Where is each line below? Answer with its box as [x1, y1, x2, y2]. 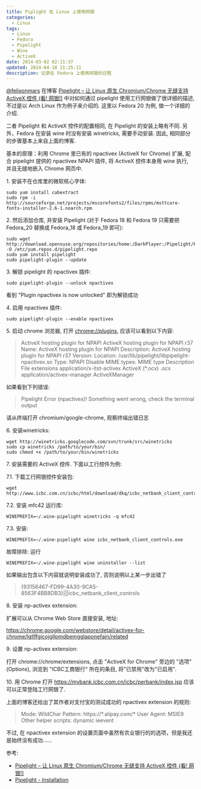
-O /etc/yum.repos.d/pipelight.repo [6, 247, 98, 253]
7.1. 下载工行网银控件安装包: [6, 474, 74, 481]
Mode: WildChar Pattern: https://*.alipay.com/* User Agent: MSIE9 [20, 711, 184, 718]
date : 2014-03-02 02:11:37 [6, 59, 74, 65]
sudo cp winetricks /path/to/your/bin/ [6, 444, 106, 450]
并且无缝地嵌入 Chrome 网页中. [6, 165, 83, 172]
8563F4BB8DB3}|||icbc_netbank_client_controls [20, 590, 140, 597]
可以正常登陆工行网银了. [6, 686, 66, 693]
